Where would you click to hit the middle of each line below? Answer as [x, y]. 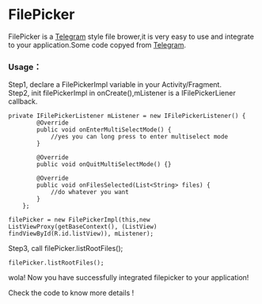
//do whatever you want [89, 192]
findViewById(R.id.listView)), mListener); [81, 234]
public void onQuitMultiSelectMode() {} [104, 165]
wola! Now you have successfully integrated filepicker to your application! [129, 278]
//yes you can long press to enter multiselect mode [139, 137]
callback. [23, 101]
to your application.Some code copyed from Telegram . [97, 44]
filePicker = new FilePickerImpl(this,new [79, 220]
